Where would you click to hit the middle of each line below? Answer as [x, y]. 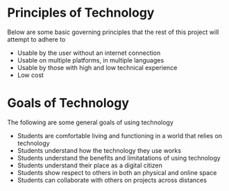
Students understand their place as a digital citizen [90, 165]
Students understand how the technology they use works [99, 150]
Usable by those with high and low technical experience [97, 67]
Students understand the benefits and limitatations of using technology [119, 158]
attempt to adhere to [36, 39]
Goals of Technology [68, 103]
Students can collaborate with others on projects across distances [112, 180]
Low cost [30, 75]
